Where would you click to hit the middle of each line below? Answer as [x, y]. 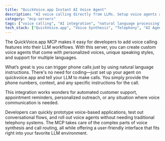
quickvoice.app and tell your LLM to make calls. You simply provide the [77, 78]
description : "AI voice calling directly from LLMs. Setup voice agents [81, 14]
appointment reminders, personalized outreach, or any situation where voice [82, 98]
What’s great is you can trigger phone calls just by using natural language [79, 67]
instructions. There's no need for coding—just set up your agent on [73, 72]
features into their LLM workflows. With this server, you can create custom [81, 47]
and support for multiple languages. [41, 57]
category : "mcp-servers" [30, 19]
